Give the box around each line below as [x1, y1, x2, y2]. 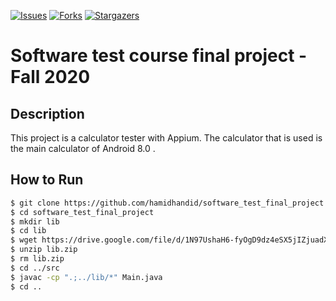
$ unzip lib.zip [10, 245, 78, 255]
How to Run [10, 171, 84, 189]
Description [10, 105, 85, 122]
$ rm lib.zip [10, 254, 65, 264]
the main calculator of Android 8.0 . [10, 143, 156, 154]
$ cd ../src [10, 263, 60, 273]
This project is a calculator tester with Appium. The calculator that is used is [10, 132, 323, 144]
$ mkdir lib [10, 216, 60, 227]
